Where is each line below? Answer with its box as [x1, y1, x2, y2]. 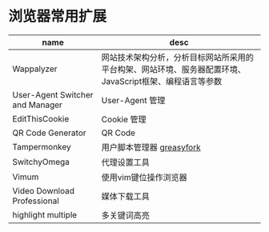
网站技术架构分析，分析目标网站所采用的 [101, 51, 255, 62]
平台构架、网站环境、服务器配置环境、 [101, 63, 247, 74]
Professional [12, 195, 60, 206]
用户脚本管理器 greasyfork [101, 142, 202, 153]
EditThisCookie [12, 113, 70, 124]
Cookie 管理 [101, 114, 147, 125]
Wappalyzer [12, 63, 58, 74]
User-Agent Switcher [12, 89, 94, 100]
